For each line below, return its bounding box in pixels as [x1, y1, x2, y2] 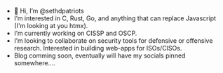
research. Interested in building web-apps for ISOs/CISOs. [13, 44, 182, 52]
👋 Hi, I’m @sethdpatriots [13, 7, 84, 15]
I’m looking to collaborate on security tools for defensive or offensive [13, 36, 213, 45]
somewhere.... [13, 59, 55, 67]
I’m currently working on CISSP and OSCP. [13, 29, 137, 37]
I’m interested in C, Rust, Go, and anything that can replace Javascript [13, 14, 216, 22]
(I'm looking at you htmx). [13, 22, 88, 29]
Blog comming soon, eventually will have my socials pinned [13, 51, 186, 60]
